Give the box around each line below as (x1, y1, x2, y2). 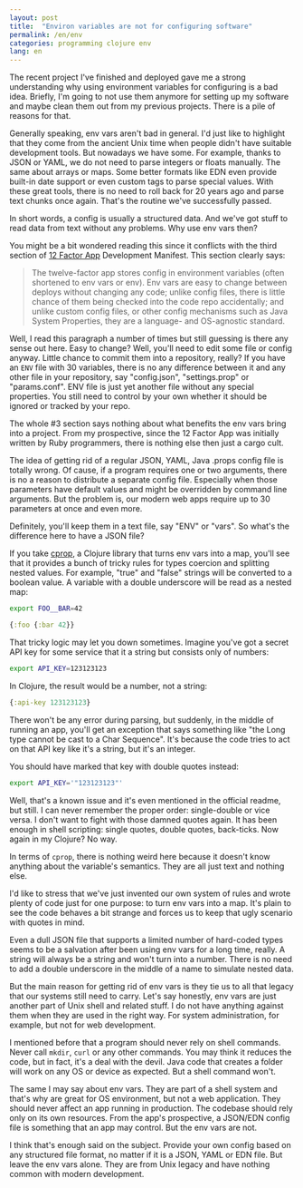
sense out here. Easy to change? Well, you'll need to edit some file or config (9, 343, 292, 354)
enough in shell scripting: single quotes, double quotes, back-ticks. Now (9, 823, 279, 834)
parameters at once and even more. (9, 503, 143, 514)
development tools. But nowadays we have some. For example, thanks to (9, 147, 281, 159)
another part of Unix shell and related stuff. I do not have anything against (9, 999, 284, 1011)
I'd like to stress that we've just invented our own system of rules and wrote (9, 888, 291, 899)
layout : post (9, 13, 59, 23)
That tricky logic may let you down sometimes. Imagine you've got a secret (9, 637, 289, 648)
